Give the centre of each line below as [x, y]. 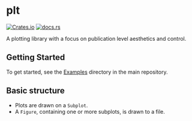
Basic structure [35, 91]
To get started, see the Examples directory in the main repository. [87, 72]
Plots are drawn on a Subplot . [51, 105]
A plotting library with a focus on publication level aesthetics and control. [96, 38]
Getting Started [36, 58]
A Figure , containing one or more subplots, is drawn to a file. [90, 111]
